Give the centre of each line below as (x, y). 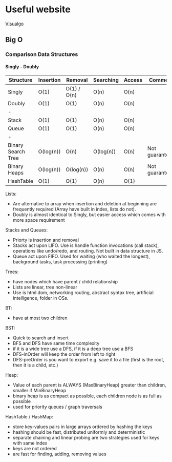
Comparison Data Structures (42, 54)
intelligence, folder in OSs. (40, 298)
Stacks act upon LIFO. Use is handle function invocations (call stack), (86, 245)
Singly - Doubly (22, 66)
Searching (106, 80)
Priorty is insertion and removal (46, 240)
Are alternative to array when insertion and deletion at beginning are (85, 204)
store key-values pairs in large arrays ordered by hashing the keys (82, 427)
